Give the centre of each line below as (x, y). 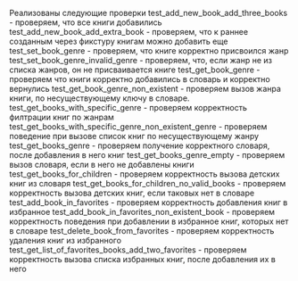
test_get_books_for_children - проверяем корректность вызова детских (145, 174)
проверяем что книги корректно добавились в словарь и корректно (140, 79)
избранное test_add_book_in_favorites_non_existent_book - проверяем (142, 212)
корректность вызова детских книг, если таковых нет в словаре (132, 193)
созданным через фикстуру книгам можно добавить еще (119, 41)
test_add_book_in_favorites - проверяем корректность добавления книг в (149, 202)
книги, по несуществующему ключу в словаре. (99, 98)
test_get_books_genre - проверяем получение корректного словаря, (140, 145)
